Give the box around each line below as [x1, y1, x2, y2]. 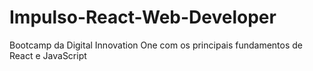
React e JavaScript [9, 49, 87, 61]
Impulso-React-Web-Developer [9, 6, 277, 29]
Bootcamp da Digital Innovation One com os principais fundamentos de [9, 39, 303, 51]
